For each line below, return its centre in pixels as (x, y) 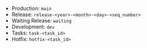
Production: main (32, 8)
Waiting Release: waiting (41, 21)
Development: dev (33, 27)
